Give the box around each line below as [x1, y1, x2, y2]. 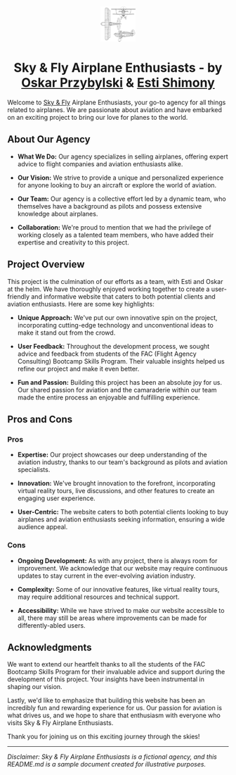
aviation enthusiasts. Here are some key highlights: [7, 299, 155, 308]
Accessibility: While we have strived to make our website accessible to [17, 606, 225, 614]
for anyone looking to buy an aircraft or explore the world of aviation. [17, 180, 217, 189]
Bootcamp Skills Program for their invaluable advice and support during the [7, 668, 225, 676]
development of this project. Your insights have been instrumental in [7, 675, 205, 683]
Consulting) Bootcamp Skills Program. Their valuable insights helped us [17, 356, 225, 365]
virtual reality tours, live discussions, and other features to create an [17, 487, 215, 495]
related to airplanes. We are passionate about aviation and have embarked [7, 105, 223, 114]
